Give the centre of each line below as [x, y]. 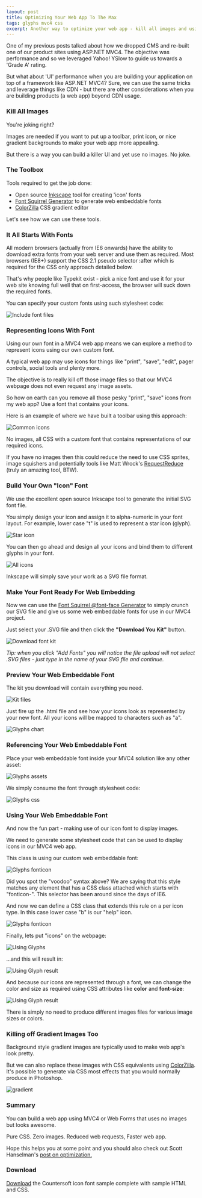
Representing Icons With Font [50, 331]
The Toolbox [25, 170]
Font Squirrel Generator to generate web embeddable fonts [88, 201]
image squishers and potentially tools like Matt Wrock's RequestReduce [95, 464]
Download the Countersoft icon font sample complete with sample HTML [96, 1183]
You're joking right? [30, 125]
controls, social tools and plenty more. [54, 368]
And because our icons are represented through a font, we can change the [99, 982]
